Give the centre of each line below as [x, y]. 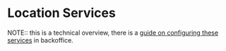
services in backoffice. [41, 40]
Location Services [62, 13]
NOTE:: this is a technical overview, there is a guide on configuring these [113, 33]
